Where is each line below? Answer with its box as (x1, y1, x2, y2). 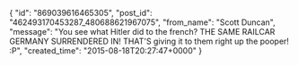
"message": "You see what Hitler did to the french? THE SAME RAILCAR (9, 27, 276, 37)
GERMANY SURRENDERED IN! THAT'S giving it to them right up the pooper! (9, 36, 290, 46)
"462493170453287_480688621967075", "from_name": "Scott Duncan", (9, 17, 276, 28)
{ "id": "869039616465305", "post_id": (9, 8, 153, 18)
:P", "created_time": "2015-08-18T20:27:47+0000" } (9, 45, 203, 56)
